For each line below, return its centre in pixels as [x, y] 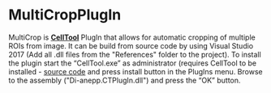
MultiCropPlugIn [65, 15]
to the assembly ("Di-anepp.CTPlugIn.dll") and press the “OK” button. [125, 80]
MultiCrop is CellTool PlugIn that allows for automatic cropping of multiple [132, 37]
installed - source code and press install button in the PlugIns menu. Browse [135, 71]
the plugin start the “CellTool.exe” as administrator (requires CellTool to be [133, 63]
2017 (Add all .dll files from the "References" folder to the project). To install [135, 54]
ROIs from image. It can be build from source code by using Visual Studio [131, 45]
